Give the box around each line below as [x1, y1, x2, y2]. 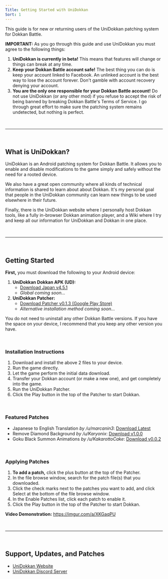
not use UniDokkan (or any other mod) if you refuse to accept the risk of [12, 93, 161, 99]
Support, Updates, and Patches [5, 549, 105, 558]
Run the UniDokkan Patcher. [12, 386, 71, 392]
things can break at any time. [12, 61, 72, 67]
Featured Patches [5, 414, 49, 421]
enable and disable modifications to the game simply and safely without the [5, 166, 161, 172]
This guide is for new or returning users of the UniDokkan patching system [5, 26, 159, 32]
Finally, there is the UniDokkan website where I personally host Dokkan [5, 207, 151, 213]
